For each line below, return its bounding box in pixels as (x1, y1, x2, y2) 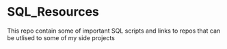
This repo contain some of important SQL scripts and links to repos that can (7, 27, 221, 35)
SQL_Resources (7, 4, 99, 20)
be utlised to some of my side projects (7, 33, 115, 42)
